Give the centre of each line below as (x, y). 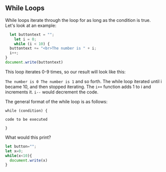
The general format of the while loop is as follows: (56, 101)
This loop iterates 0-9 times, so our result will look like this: (65, 72)
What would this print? (28, 137)
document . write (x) (29, 160)
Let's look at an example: (31, 25)
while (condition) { (27, 111)
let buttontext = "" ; (32, 34)
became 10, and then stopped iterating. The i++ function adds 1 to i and (78, 86)
